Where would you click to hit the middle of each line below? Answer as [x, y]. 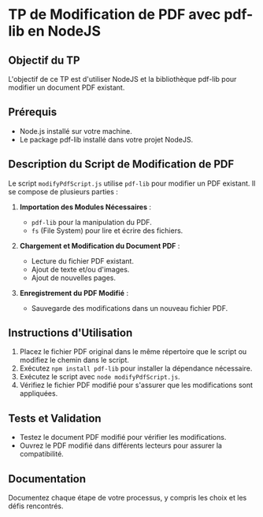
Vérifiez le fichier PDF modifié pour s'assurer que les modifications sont [136, 385]
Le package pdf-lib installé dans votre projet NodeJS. [106, 139]
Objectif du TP [44, 60]
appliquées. [39, 393]
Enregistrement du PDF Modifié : [74, 293]
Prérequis [33, 112]
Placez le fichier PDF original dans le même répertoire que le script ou [133, 352]
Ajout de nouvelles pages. [74, 278]
